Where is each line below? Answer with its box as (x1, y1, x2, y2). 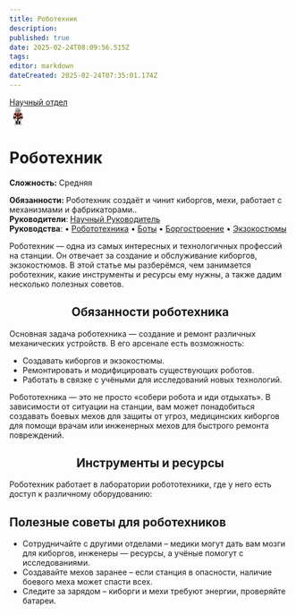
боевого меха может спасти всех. (21, 577, 154, 587)
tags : (9, 52, 30, 62)
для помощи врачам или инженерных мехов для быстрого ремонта (9, 420, 270, 431)
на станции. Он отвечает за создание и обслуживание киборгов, (9, 250, 258, 261)
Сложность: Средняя (9, 177, 93, 188)
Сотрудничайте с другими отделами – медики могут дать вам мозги (21, 538, 286, 550)
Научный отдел (9, 97, 69, 107)
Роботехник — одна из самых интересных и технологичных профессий (9, 240, 283, 251)
